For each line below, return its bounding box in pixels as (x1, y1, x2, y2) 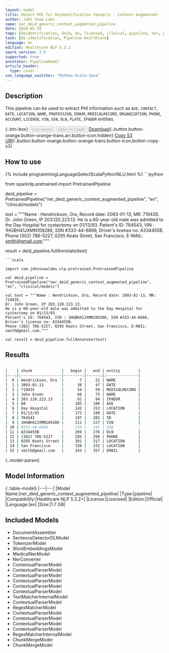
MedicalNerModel (12, 551, 50, 557)
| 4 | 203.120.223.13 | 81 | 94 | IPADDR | (5, 397, 141, 402)
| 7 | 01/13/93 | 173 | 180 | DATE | (5, 411, 141, 416)
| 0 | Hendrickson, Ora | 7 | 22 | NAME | (5, 378, 141, 383)
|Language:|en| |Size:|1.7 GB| (5, 501, 65, 507)
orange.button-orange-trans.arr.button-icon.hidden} (5, 132, 114, 138)
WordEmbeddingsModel (12, 546, 63, 552)
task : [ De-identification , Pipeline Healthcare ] (5, 36, 109, 41)
